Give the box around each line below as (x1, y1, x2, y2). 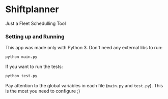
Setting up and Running (5, 33, 65, 40)
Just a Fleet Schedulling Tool (5, 20, 66, 26)
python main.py (5, 54, 38, 59)
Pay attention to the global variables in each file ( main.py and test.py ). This (5, 82, 163, 88)
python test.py (5, 74, 38, 79)
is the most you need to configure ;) (5, 88, 80, 94)
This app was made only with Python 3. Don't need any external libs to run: (5, 45, 163, 51)
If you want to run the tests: (5, 63, 63, 70)
